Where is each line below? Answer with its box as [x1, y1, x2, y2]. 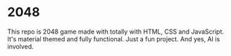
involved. [7, 42, 34, 50]
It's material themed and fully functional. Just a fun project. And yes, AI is [7, 34, 220, 43]
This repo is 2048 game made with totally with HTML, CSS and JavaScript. [7, 27, 224, 36]
